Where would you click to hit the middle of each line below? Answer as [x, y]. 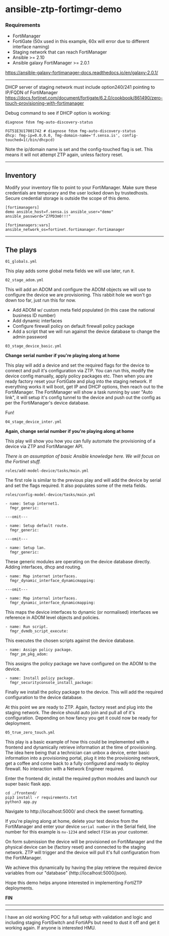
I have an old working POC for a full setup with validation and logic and [78, 917]
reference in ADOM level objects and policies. [53, 618]
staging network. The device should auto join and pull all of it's [70, 713]
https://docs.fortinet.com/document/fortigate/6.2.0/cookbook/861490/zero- [84, 98]
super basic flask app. [28, 784]
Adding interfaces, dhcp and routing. [43, 567]
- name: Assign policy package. [39, 650]
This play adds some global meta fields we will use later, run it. [70, 271]
